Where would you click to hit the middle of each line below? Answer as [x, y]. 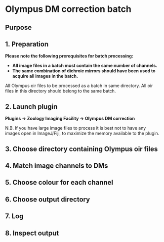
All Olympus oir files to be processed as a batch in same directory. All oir [79, 86]
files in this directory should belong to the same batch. [61, 91]
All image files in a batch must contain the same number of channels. [85, 66]
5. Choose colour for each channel [59, 182]
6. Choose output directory [48, 199]
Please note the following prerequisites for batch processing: [69, 56]
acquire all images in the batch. [45, 76]
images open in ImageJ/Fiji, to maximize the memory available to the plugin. [82, 133]
